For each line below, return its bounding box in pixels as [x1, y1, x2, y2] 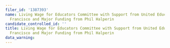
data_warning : [5, 35, 35, 40]
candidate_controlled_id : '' [5, 21, 67, 26]
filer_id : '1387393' [5, 7, 49, 12]
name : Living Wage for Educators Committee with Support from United [5, 12, 155, 17]
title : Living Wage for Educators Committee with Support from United [5, 26, 157, 31]
